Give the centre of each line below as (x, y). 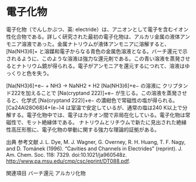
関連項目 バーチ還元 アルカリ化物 (46, 173)
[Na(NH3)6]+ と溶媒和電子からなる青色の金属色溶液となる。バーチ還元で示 (97, 51)
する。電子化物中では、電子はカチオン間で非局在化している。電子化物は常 (101, 115)
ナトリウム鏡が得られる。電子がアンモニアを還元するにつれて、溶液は (101, 66)
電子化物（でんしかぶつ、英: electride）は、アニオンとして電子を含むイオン (97, 29)
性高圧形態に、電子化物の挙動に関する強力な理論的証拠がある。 (83, 129)
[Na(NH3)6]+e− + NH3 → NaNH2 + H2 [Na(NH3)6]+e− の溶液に (84, 85)
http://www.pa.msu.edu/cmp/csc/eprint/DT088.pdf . (68, 161)
